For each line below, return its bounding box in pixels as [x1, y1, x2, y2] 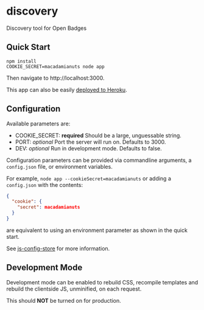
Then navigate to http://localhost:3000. [6, 74, 105, 82]
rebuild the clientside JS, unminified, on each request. [6, 285, 142, 292]
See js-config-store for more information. [6, 245, 110, 252]
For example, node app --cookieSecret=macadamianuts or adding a [6, 175, 172, 182]
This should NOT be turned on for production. [6, 297, 122, 304]
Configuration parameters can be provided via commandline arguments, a [6, 157, 192, 164]
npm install [6, 58, 37, 65]
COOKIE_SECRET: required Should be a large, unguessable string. [15, 132, 181, 139]
